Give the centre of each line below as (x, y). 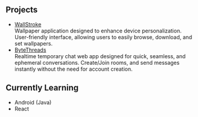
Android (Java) (33, 102)
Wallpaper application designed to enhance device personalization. (98, 31)
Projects (22, 10)
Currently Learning (42, 88)
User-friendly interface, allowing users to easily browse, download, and (103, 37)
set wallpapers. (33, 43)
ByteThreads (30, 50)
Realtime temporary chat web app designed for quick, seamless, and (100, 56)
